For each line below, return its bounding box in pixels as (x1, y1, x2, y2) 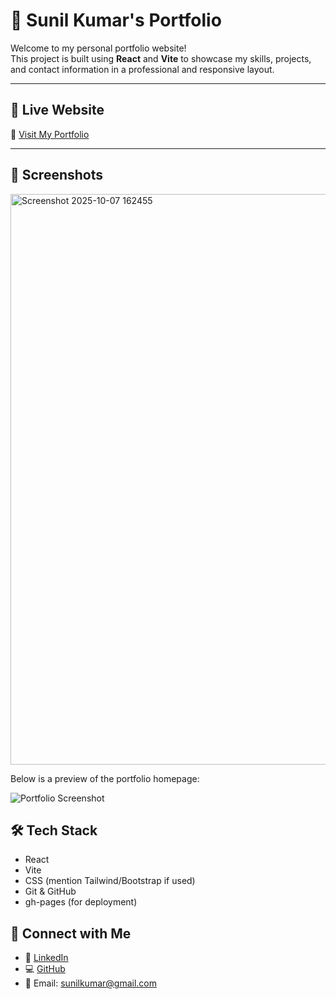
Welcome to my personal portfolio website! (10, 42, 187, 54)
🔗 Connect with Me (10, 925, 132, 942)
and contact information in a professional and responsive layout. (10, 63, 275, 75)
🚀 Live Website (10, 102, 105, 119)
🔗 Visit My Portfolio (10, 128, 90, 140)
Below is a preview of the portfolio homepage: (10, 772, 200, 784)
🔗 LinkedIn (24, 952, 69, 964)
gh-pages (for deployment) (24, 896, 138, 908)
